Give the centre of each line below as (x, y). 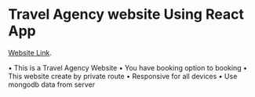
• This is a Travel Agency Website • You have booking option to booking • (128, 67)
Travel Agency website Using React (126, 14)
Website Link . (30, 52)
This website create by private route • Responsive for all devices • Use (123, 76)
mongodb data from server (52, 84)
